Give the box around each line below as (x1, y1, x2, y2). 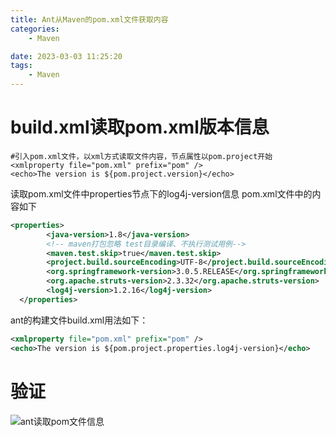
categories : (10, 24, 60, 34)
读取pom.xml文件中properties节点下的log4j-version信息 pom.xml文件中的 (10, 187, 313, 200)
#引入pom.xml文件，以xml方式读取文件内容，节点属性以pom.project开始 (10, 151, 273, 161)
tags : (10, 61, 33, 71)
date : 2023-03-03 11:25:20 (10, 51, 123, 61)
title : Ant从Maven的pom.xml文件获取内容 (10, 14, 169, 25)
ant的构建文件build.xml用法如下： (10, 314, 149, 326)
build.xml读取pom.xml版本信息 (10, 116, 270, 139)
